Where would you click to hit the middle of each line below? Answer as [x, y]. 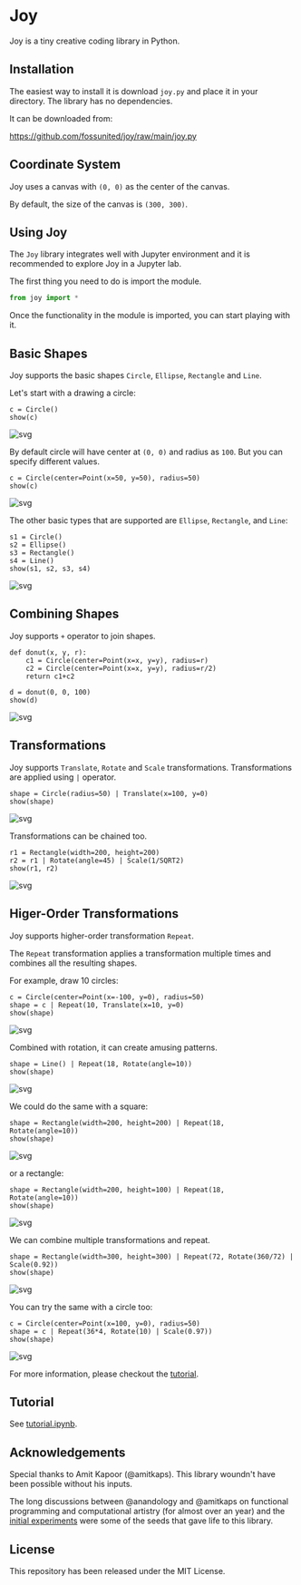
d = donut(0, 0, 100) [50, 692]
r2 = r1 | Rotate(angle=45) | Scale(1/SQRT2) [97, 861]
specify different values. [54, 462]
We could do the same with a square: [79, 1106]
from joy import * [44, 298]
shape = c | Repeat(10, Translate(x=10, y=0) [97, 1005]
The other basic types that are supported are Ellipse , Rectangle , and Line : [149, 520]
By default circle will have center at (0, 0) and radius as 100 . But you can [146, 452]
